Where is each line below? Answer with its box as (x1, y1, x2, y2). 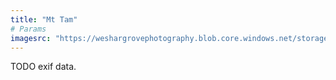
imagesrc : (10, 33, 52, 43)
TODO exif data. (10, 61, 77, 73)
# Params (10, 24, 47, 34)
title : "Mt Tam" (10, 14, 78, 25)
